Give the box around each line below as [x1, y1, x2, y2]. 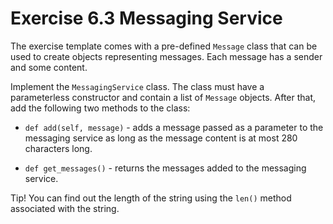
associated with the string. [10, 202, 120, 214]
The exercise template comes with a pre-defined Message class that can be [10, 40, 318, 52]
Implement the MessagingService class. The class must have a [10, 80, 265, 92]
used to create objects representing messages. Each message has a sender [10, 50, 323, 62]
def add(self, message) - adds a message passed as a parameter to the [24, 121, 324, 133]
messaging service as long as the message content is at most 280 [24, 132, 298, 144]
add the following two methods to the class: [10, 102, 191, 114]
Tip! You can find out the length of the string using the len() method [10, 192, 292, 204]
